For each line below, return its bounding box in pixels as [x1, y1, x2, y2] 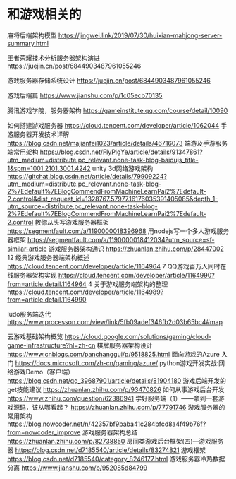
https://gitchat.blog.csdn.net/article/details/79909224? [7, 172, 168, 180]
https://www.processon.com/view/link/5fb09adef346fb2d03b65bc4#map [7, 317, 223, 326]
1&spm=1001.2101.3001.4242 [7, 164, 91, 172]
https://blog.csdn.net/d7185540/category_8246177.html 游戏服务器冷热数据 [7, 454, 225, 463]
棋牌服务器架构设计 [97, 341, 153, 350]
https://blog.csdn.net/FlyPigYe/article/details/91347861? [39, 148, 203, 156]
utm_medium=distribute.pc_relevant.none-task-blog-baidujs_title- [7, 155, 199, 164]
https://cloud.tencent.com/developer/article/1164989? [7, 288, 164, 296]
